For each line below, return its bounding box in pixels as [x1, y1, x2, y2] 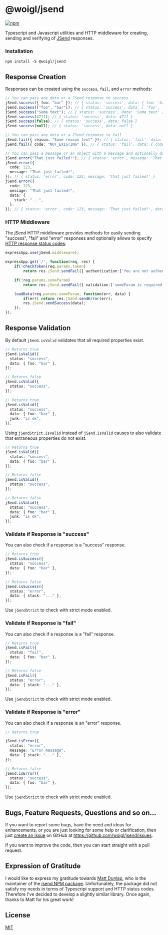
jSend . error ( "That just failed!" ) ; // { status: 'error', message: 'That [5, 155, 162, 161]
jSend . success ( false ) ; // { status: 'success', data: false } [5, 119, 137, 124]
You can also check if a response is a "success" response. [5, 542, 126, 548]
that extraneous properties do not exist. [5, 435, 86, 441]
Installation [5, 48, 33, 55]
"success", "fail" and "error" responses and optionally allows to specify [5, 235, 152, 241]
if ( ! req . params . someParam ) [14, 277, 70, 282]
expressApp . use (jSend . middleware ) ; [5, 250, 79, 255]
